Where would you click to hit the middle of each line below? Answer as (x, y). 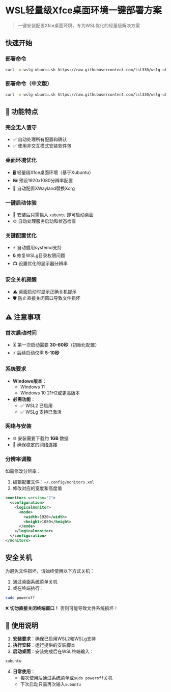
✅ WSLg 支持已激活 (41, 412)
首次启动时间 (21, 333)
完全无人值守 (21, 127)
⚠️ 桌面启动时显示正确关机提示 (45, 292)
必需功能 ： (24, 399)
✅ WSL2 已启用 (36, 406)
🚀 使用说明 (22, 626)
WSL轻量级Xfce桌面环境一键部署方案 (83, 10)
